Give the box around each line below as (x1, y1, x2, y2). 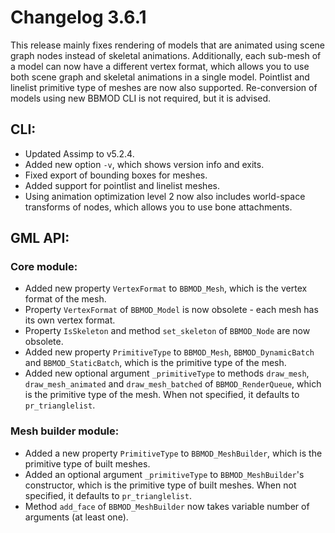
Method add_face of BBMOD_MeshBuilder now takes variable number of (24, 500, 310, 512)
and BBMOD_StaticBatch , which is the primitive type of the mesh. (24, 357, 287, 369)
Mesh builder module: (10, 424, 120, 438)
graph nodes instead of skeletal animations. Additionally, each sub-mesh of (10, 49, 322, 61)
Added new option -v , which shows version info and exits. (24, 158, 265, 170)
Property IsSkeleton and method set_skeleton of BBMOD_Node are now (24, 325, 311, 337)
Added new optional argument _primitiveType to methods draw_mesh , (24, 367, 310, 380)
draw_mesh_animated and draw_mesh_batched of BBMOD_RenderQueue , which (24, 378, 322, 390)
